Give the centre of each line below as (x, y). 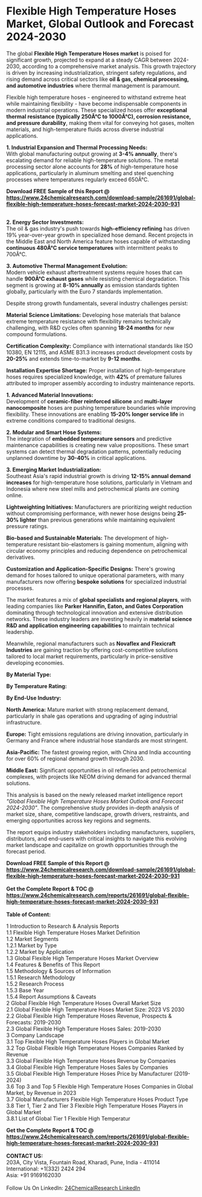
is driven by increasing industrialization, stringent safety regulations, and (96, 72)
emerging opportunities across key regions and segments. (79, 820)
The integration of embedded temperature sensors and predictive (89, 438)
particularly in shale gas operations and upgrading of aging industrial (92, 716)
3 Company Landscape (35, 1035)
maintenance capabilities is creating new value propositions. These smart (97, 445)
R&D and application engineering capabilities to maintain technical (90, 625)
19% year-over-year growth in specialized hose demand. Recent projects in (100, 235)
